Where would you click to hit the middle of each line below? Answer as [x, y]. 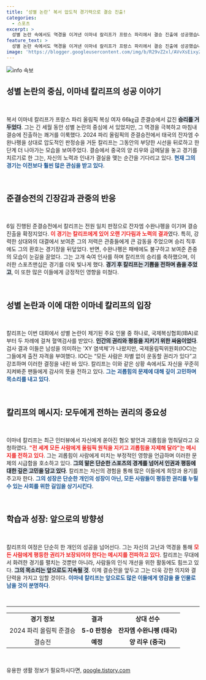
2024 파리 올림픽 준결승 [43, 630]
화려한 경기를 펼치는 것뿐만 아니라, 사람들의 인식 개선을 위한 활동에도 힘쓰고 [103, 562]
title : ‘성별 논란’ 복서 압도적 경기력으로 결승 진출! [66, 12]
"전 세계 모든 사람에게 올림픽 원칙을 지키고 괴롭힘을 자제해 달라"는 [107, 448]
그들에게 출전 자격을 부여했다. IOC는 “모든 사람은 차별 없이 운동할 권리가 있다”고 [102, 356]
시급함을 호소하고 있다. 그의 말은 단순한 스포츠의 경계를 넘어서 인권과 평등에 [107, 463]
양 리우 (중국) [148, 642]
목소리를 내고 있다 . [28, 379]
